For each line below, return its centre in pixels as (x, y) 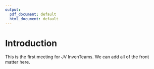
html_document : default (34, 19)
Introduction (31, 43)
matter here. (18, 62)
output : (13, 10)
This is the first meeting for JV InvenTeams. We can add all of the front (77, 57)
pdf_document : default (33, 14)
